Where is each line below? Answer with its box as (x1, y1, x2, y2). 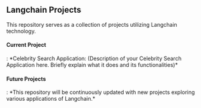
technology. (6, 27, 37, 35)
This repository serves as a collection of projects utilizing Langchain (6, 21, 178, 28)
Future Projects (6, 75, 46, 83)
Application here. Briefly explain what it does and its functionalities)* (6, 61, 178, 69)
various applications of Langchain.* (6, 95, 96, 103)
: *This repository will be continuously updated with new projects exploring (6, 89, 195, 96)
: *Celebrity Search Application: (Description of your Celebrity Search (6, 55, 182, 62)
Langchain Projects (6, 5, 82, 15)
